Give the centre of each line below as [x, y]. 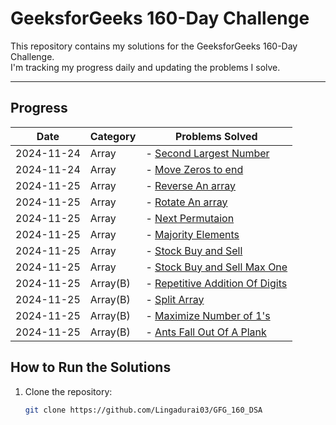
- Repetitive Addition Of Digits [216, 283]
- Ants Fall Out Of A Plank [206, 332]
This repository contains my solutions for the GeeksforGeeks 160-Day [154, 46]
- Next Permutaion [190, 218]
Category [113, 136]
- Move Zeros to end [194, 169]
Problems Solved [216, 136]
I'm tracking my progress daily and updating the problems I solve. [145, 67]
